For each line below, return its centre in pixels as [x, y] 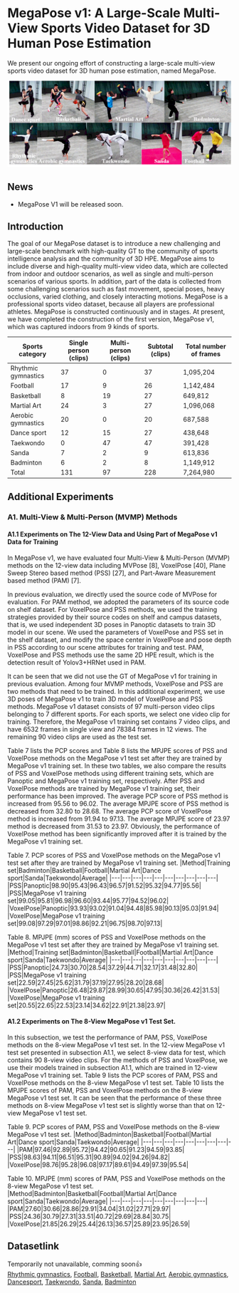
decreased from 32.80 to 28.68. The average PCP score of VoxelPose [110, 811]
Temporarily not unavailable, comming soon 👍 [75, 1264]
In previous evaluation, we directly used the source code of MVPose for [112, 594]
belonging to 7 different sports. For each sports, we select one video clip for [119, 714]
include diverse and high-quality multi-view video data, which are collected [118, 266]
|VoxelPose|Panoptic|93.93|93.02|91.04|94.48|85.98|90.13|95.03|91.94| [113, 908]
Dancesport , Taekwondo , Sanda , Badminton [72, 1282]
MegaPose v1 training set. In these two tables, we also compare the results [117, 765]
